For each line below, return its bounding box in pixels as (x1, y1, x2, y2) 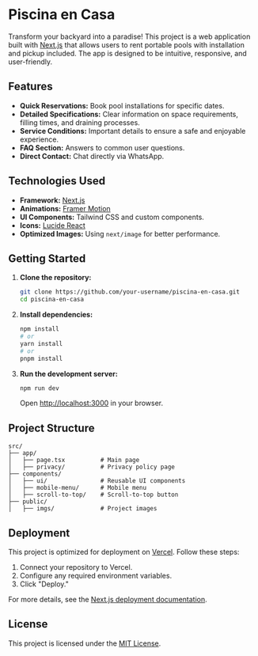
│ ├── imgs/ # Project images (8, 505, 157, 513)
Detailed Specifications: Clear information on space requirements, (19, 109, 239, 119)
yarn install (19, 339, 63, 347)
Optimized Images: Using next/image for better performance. (19, 229, 221, 238)
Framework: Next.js (19, 195, 85, 205)
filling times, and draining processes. (19, 117, 140, 127)
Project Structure (8, 421, 95, 434)
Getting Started (8, 252, 86, 265)
